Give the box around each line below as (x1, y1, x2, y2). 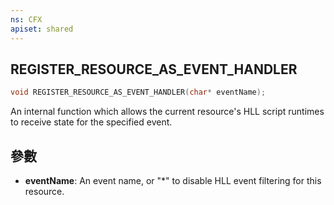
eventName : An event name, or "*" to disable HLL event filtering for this (24, 175, 322, 186)
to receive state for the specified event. (10, 116, 173, 128)
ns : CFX (10, 14, 43, 25)
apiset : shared (10, 24, 74, 34)
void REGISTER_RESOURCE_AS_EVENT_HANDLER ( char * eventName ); (10, 87, 267, 98)
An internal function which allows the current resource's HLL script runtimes (10, 106, 325, 118)
